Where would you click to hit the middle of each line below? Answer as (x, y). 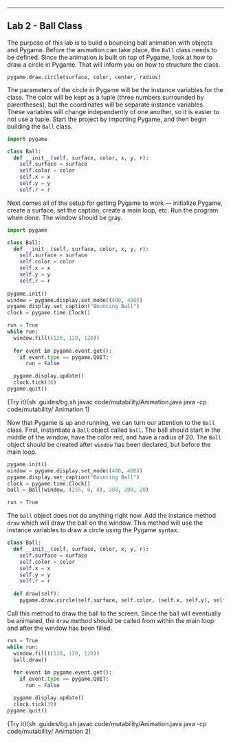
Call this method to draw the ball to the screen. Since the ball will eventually (114, 613)
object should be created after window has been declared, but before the (109, 444)
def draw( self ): (36, 594)
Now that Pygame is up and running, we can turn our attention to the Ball (111, 422)
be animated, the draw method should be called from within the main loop (111, 620)
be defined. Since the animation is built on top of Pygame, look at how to (110, 57)
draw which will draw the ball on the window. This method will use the (105, 523)
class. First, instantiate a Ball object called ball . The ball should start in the (114, 430)
